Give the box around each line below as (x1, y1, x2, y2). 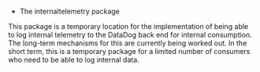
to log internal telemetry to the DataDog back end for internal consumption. (8, 31, 252, 39)
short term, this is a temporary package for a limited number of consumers (8, 47, 251, 56)
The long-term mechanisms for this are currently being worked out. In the (8, 38, 247, 48)
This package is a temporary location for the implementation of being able (8, 22, 249, 31)
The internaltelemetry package (19, 7, 121, 16)
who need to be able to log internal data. (8, 55, 139, 64)
